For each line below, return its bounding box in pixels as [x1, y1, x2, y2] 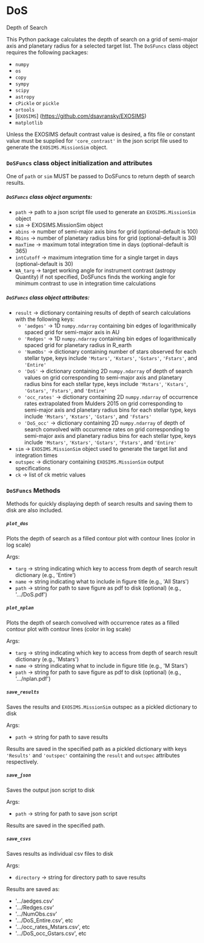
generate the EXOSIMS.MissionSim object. [6, 143, 108, 151]
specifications [15, 465, 51, 472]
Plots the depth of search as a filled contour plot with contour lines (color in [6, 535, 195, 542]
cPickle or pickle [15, 99, 60, 107]
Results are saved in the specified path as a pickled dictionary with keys [6, 745, 187, 753]
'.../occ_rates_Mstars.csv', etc [15, 923, 90, 931]
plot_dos [6, 521, 29, 527]
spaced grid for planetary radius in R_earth [24, 342, 132, 349]
